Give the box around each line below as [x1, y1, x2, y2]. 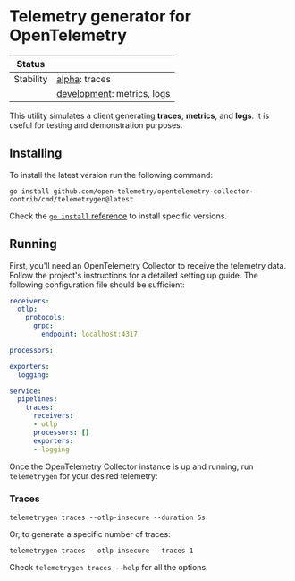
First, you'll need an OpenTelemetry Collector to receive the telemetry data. [9, 260, 287, 270]
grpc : [32, 321, 54, 330]
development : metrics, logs [56, 87, 171, 99]
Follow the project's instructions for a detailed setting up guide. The [9, 269, 259, 280]
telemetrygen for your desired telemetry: [9, 470, 158, 481]
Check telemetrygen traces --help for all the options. [9, 561, 208, 572]
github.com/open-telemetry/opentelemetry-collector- [53, 186, 254, 196]
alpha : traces [56, 73, 112, 85]
